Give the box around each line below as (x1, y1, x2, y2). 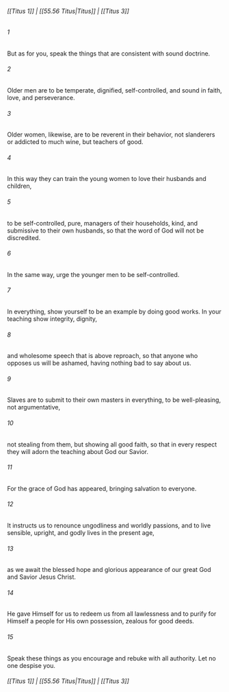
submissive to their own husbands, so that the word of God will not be (7, 226, 204, 235)
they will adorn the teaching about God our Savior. (7, 447, 149, 455)
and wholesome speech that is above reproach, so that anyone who (7, 352, 198, 360)
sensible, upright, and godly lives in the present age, (7, 529, 155, 537)
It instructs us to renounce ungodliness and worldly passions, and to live (7, 521, 211, 529)
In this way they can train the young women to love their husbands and (7, 175, 206, 183)
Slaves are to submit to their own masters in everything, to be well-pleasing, (7, 396, 221, 404)
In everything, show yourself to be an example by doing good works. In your (7, 307, 222, 316)
